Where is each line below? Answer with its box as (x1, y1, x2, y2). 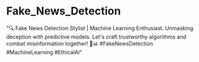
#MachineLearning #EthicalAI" (6, 48, 83, 55)
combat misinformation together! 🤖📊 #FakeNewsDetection (6, 40, 153, 47)
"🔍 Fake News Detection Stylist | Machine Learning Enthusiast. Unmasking (6, 24, 194, 31)
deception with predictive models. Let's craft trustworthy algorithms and (6, 33, 186, 40)
